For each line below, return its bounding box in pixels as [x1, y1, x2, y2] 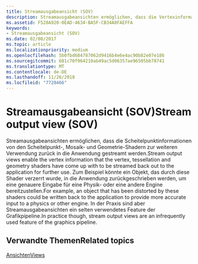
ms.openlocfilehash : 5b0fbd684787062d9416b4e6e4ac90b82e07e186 [6, 52, 165, 58]
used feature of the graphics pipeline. [6, 219, 97, 226]
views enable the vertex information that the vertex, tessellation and [6, 156, 171, 163]
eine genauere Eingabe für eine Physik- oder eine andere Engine [6, 181, 163, 188]
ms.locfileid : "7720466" [6, 80, 67, 86]
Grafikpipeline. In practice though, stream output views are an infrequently [6, 212, 186, 219]
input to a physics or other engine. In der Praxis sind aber [6, 200, 146, 207]
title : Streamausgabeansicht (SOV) [6, 8, 94, 15]
